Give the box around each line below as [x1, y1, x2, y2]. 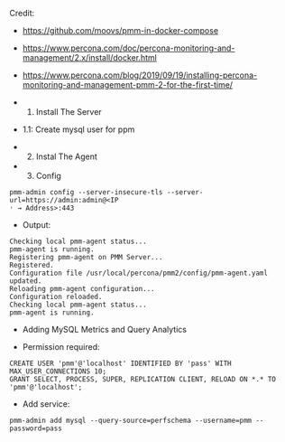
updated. [9, 277, 42, 286]
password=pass [9, 424, 63, 433]
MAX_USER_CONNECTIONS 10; [9, 367, 106, 376]
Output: [22, 220, 51, 230]
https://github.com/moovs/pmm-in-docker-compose [22, 25, 219, 35]
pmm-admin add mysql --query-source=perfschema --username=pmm [9, 416, 253, 425]
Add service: [22, 399, 70, 409]
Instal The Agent [35, 151, 97, 162]
